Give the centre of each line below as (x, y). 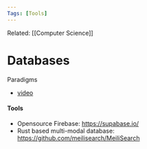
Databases (38, 60)
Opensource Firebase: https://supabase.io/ (78, 123)
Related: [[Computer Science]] (50, 33)
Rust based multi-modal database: (66, 131)
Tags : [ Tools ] (27, 13)
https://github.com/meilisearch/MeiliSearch (78, 138)
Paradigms (22, 79)
